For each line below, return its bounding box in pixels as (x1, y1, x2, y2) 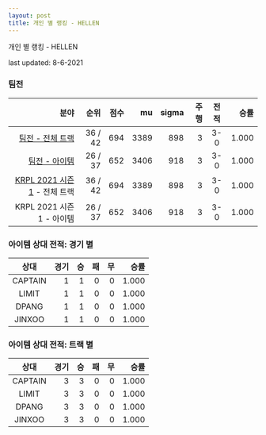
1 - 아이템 (37, 213, 75, 224)
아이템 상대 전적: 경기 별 (8, 239, 93, 250)
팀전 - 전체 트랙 (18, 133, 75, 144)
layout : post (8, 11, 51, 20)
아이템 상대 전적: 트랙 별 (8, 339, 93, 350)
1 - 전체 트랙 (28, 186, 75, 197)
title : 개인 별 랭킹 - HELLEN (8, 19, 100, 27)
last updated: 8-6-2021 (8, 57, 83, 67)
